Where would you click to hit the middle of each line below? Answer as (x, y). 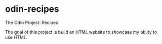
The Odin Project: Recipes (32, 22)
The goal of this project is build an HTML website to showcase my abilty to (81, 32)
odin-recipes (32, 9)
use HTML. (16, 37)
